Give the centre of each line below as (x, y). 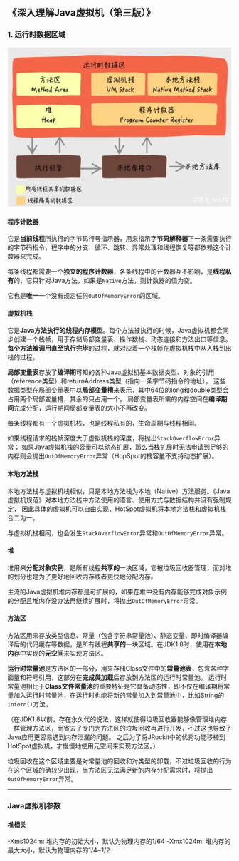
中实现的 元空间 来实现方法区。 (64, 654)
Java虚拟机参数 (34, 805)
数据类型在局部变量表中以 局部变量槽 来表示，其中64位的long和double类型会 (118, 390)
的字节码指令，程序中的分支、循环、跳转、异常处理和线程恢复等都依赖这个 (116, 247)
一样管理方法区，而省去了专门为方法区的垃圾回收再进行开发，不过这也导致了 (119, 728)
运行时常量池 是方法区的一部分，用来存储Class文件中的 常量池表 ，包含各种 (115, 669)
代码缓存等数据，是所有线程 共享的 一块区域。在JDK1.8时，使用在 (120, 644)
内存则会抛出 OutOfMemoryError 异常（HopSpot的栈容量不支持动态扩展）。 (113, 456)
